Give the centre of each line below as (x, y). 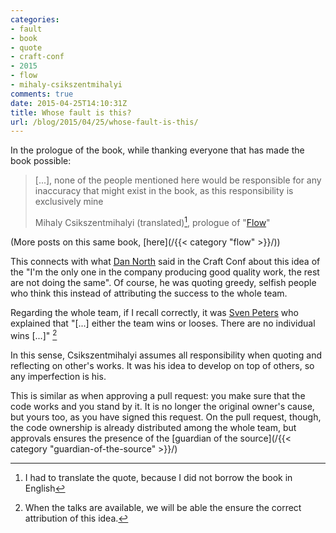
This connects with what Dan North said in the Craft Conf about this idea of (165, 261)
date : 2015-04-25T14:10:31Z (69, 103)
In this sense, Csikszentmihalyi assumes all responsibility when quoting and (166, 355)
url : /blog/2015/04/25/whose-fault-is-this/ (104, 122)
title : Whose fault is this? (71, 112)
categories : (35, 19)
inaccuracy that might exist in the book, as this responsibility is (164, 191)
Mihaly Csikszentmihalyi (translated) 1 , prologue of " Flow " (152, 221)
